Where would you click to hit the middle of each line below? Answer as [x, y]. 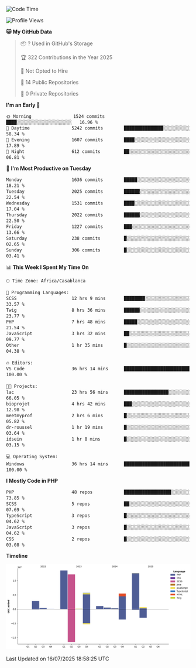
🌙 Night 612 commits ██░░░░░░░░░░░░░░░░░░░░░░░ [98, 152]
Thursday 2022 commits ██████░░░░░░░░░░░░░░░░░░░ [98, 215]
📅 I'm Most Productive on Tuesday [49, 168]
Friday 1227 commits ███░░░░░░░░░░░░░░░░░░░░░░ [98, 227]
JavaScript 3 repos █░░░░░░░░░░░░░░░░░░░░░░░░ [98, 527]
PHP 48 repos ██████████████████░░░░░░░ [98, 492]
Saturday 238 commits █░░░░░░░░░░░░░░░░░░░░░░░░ [98, 238]
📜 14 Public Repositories [49, 82]
